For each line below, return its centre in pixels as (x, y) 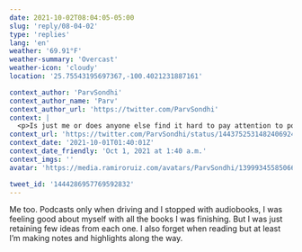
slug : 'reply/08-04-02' (54, 26)
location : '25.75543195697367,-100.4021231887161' (106, 76)
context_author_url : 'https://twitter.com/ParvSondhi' (114, 109)
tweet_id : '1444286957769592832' (72, 184)
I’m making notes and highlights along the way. (96, 238)
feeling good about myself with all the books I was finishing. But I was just (146, 219)
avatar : (24, 167)
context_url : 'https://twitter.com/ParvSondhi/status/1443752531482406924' (154, 135)
